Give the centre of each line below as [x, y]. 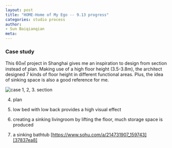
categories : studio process [35, 19]
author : [14, 24]
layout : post [19, 10]
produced [23, 125]
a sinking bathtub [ [33, 135]
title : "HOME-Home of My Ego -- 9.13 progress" [57, 15]
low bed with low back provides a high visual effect [67, 110]
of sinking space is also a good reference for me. [57, 80]
